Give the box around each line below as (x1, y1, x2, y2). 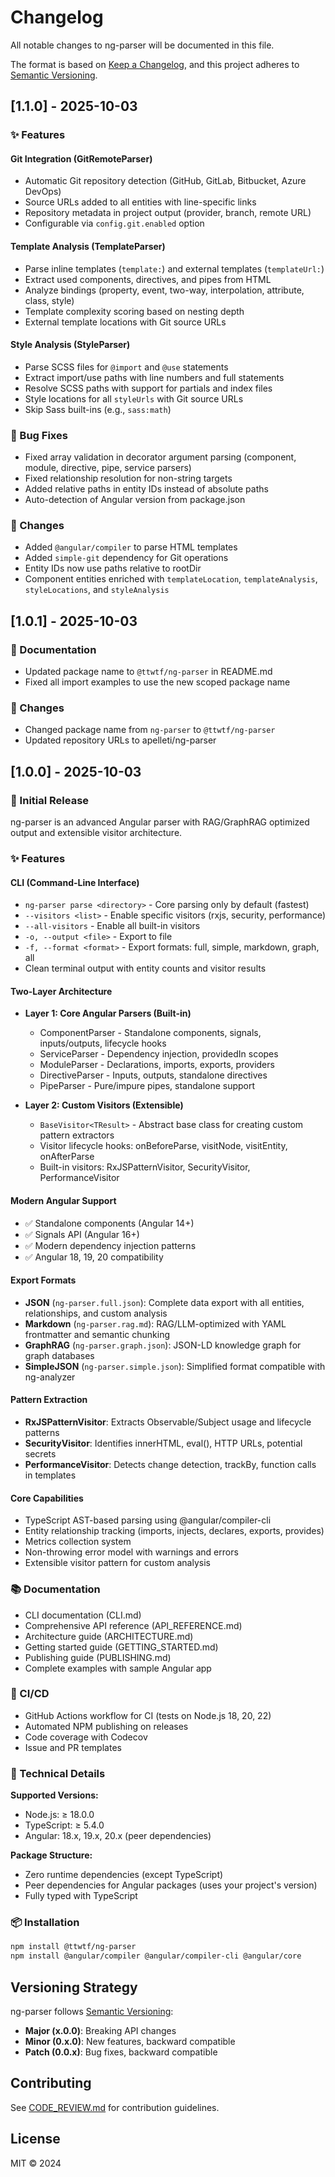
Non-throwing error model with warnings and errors (24, 1546, 239, 1558)
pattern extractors (39, 1129, 115, 1141)
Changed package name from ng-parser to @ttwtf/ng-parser (24, 724, 276, 736)
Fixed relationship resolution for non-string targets (24, 472, 233, 485)
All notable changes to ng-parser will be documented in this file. (10, 39, 275, 51)
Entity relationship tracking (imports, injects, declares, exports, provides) (24, 1525, 325, 1537)
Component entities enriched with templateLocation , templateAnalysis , (24, 573, 318, 585)
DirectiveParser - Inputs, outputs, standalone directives (39, 1069, 268, 1081)
